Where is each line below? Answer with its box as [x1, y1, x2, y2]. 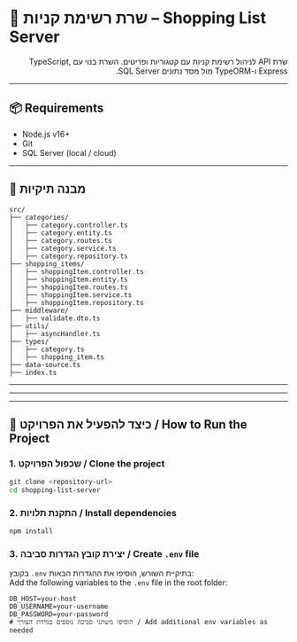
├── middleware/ [9, 306, 69, 315]
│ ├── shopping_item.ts [9, 352, 104, 362]
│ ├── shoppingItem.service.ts [9, 290, 133, 300]
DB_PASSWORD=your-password [9, 610, 109, 619]
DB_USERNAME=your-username [9, 602, 109, 611]
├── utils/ [9, 321, 49, 331]
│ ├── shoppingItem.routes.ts [9, 283, 128, 292]
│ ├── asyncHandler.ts [9, 329, 101, 338]
